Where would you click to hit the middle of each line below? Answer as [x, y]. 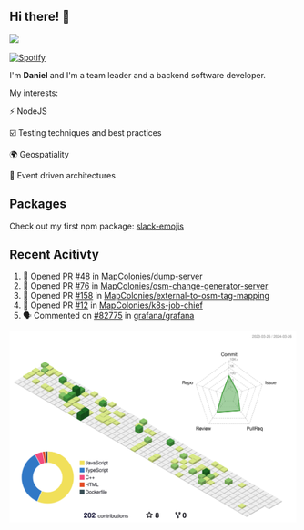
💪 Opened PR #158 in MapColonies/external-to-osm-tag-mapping [146, 296]
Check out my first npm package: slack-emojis [97, 226]
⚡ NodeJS [28, 111]
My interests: [34, 93]
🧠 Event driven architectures [63, 175]
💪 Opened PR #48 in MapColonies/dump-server [112, 276]
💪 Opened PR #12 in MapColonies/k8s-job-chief [112, 305]
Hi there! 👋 [40, 17]
